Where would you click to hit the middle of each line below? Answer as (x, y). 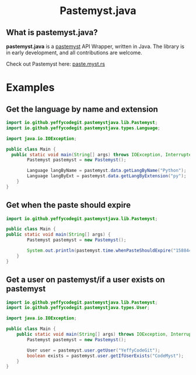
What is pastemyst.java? (52, 32)
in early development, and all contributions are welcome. (74, 53)
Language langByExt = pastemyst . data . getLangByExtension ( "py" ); (107, 176)
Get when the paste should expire (69, 205)
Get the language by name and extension (82, 109)
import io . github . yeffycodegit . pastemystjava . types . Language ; (83, 128)
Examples (30, 87)
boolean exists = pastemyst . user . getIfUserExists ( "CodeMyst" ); (105, 356)
